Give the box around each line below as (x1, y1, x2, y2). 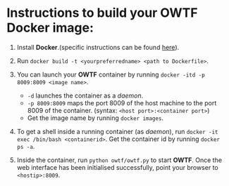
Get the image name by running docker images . (27, 114, 163, 122)
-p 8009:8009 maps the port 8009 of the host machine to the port (27, 98, 217, 107)
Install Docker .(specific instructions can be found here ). (16, 43, 180, 51)
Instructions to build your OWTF (6, 5, 198, 21)
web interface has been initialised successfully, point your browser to (16, 163, 219, 171)
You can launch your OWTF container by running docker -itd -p (16, 70, 205, 79)
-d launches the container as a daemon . (27, 91, 144, 100)
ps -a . (16, 142, 35, 150)
